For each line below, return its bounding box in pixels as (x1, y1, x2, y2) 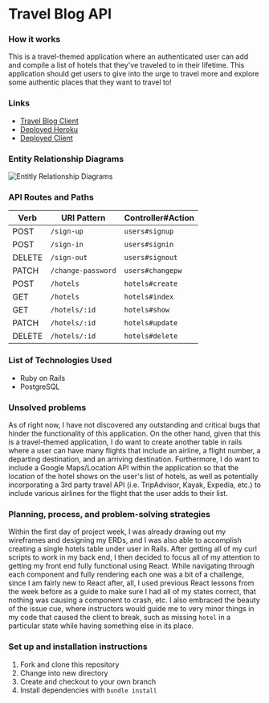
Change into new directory (19, 668, 108, 677)
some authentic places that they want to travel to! (8, 77, 172, 87)
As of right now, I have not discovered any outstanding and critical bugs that (8, 420, 261, 429)
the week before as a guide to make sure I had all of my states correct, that (8, 587, 257, 597)
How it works (8, 34, 61, 45)
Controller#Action (124, 213, 195, 224)
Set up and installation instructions (8, 641, 148, 652)
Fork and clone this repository (19, 660, 120, 669)
